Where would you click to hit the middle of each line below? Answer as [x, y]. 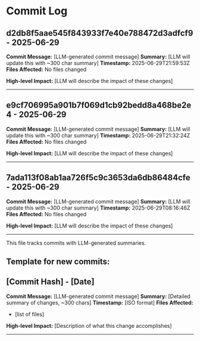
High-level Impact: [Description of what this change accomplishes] [89, 325]
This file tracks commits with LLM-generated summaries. [76, 242]
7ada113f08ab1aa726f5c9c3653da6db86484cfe [98, 178]
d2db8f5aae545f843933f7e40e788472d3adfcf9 [100, 33]
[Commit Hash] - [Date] [50, 282]
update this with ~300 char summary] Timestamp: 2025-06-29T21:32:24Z [98, 135]
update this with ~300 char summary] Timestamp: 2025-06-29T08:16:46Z [98, 208]
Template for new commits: [58, 262]
